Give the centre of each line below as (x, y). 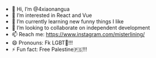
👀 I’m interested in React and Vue (52, 15)
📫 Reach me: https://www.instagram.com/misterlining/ (78, 34)
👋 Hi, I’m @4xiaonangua (40, 9)
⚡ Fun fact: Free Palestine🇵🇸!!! (49, 49)
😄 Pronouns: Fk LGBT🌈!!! (42, 43)
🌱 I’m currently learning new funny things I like (68, 21)
